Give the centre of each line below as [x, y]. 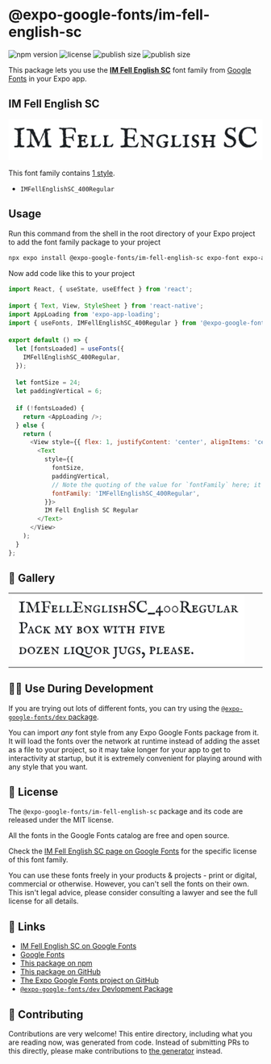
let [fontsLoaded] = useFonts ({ [70, 349]
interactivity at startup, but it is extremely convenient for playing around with [135, 758]
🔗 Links [27, 926]
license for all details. [44, 901]
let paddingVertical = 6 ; [59, 392]
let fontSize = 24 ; [48, 383]
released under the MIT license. [61, 820]
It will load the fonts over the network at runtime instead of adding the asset [134, 741]
